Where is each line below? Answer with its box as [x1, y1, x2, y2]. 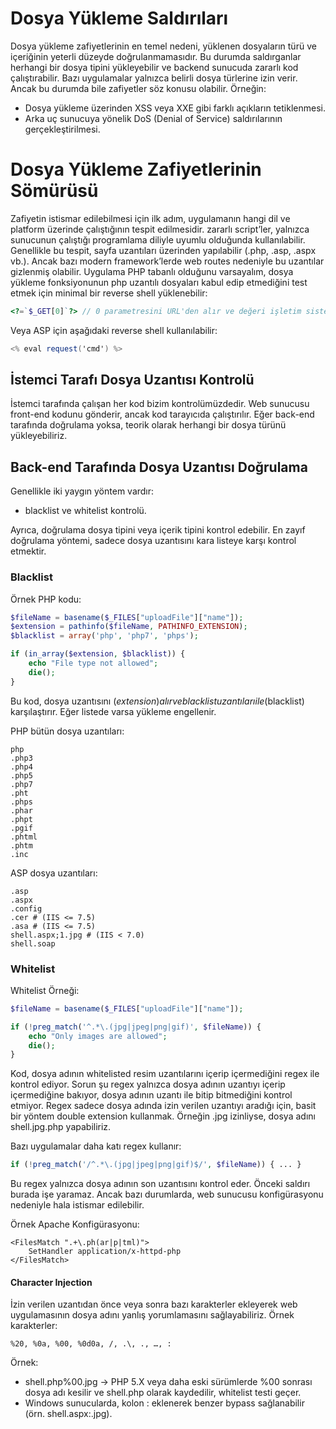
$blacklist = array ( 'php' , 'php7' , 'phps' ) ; [10, 631, 199, 641]
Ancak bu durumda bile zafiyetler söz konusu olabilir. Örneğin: [10, 82, 267, 94]
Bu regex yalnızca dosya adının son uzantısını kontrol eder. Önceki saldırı [10, 1178, 311, 1190]
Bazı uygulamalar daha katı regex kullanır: [10, 1140, 182, 1152]
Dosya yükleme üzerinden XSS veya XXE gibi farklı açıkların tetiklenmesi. [24, 102, 326, 114]
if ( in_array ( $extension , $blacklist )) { [10, 649, 186, 659]
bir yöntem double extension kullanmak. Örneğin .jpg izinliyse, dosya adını [10, 1110, 316, 1122]
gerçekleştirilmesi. [24, 123, 101, 135]
